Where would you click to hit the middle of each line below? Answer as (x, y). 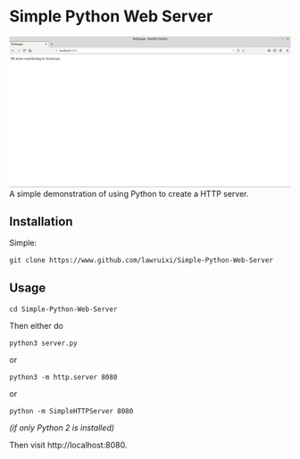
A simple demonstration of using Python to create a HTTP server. (129, 193)
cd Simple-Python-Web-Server (63, 309)
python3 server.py (43, 344)
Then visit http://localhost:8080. (68, 445)
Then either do (37, 326)
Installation (41, 221)
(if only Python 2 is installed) (62, 428)
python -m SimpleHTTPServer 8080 (71, 412)
